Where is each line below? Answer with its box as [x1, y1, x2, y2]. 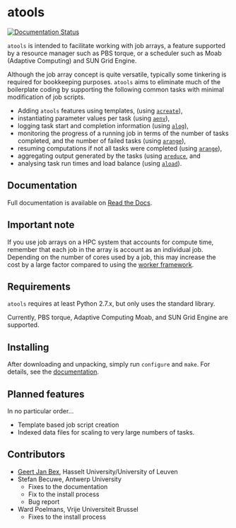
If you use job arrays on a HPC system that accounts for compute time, [7, 238, 214, 246]
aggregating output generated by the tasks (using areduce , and [17, 151, 201, 160]
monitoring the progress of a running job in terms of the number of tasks [17, 129, 229, 137]
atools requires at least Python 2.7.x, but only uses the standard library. [7, 299, 216, 308]
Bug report [28, 497, 60, 506]
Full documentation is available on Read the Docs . [7, 198, 153, 207]
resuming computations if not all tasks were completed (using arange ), [17, 144, 223, 152]
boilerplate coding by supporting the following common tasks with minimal [7, 85, 225, 93]
